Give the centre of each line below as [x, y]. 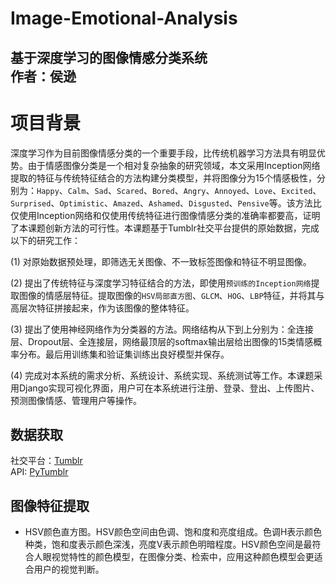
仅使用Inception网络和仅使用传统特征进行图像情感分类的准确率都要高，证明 [165, 215]
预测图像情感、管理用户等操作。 [76, 400]
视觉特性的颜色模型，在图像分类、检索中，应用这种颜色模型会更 [183, 557]
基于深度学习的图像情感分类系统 [109, 57]
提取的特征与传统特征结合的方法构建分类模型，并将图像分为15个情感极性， [163, 178]
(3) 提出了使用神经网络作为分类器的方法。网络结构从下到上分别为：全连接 [162, 329]
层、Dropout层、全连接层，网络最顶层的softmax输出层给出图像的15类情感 [162, 341]
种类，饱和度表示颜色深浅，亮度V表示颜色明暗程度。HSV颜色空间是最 [168, 544]
